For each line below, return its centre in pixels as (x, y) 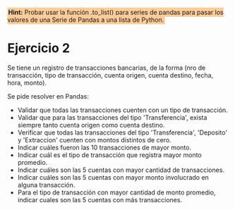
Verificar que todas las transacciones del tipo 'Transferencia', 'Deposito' (122, 132)
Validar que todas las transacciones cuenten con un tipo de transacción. (122, 110)
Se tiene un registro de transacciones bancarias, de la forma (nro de (107, 68)
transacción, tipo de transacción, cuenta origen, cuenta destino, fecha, (110, 75)
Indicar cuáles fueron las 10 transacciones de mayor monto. (104, 147)
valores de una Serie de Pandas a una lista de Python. (86, 20)
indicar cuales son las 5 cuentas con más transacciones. (100, 199)
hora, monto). (27, 82)
